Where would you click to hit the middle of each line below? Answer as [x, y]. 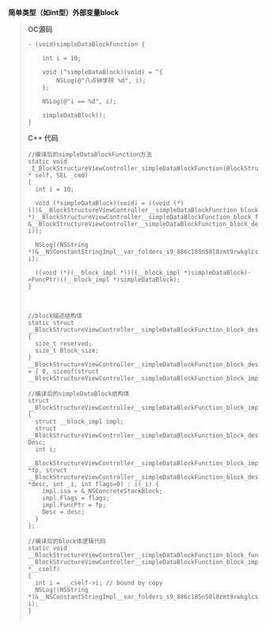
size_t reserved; [64, 344]
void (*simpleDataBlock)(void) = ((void [103, 203]
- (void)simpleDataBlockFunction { [86, 44]
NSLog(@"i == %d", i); [80, 102]
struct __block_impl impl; [80, 422]
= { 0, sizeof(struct [63, 372]
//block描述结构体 [55, 316]
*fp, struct [47, 470]
